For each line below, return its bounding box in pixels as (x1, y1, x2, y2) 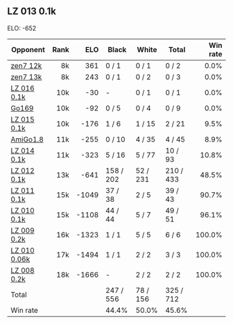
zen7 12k (10, 60, 42, 70)
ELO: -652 (7, 24, 37, 32)
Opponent (11, 44, 45, 54)
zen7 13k (10, 72, 42, 82)
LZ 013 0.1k (7, 6, 57, 17)
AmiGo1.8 (10, 135, 44, 144)
